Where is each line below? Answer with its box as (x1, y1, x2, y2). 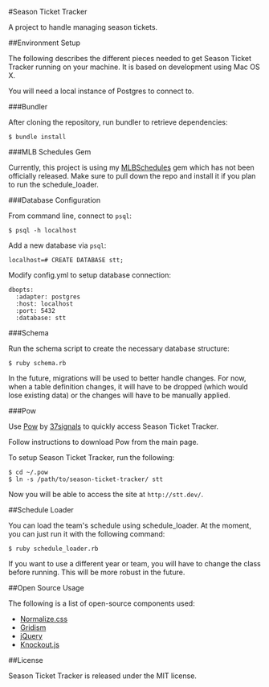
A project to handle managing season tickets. (8, 23, 158, 31)
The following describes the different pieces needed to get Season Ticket (8, 54, 251, 63)
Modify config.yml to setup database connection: (8, 270, 171, 280)
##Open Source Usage (8, 583, 84, 592)
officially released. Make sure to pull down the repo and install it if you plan (8, 171, 256, 180)
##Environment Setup (8, 38, 80, 47)
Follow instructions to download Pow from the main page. (8, 438, 199, 446)
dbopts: (8, 286, 35, 294)
